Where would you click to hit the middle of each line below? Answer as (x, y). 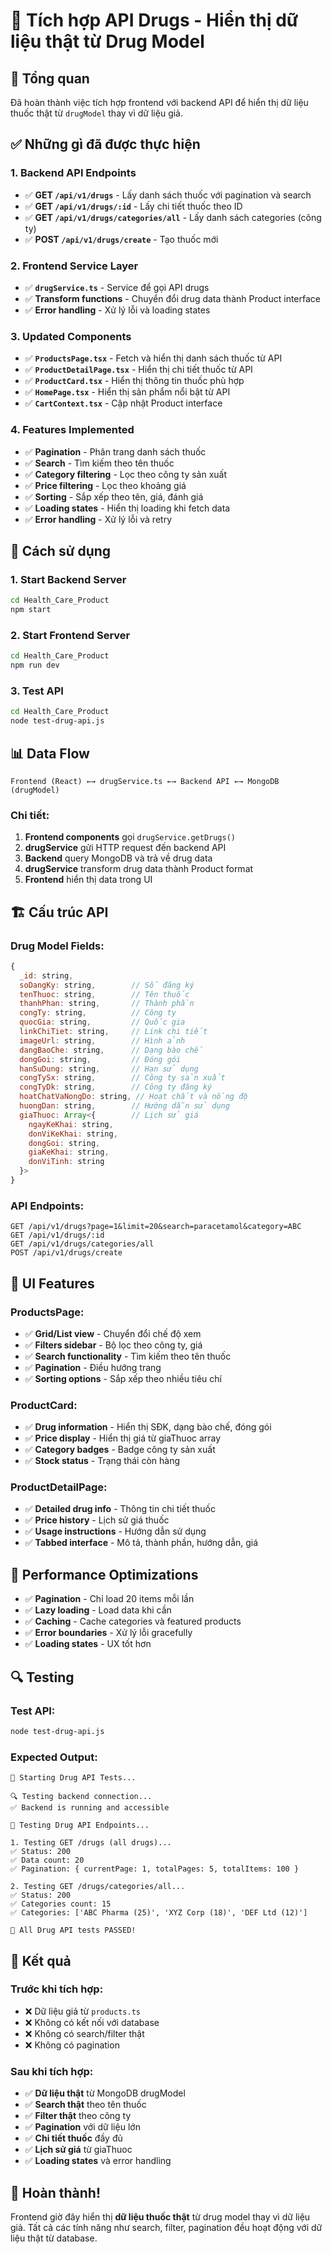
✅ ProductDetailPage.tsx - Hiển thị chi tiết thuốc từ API (138, 370)
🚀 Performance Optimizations (104, 1574)
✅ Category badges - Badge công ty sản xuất (120, 1450)
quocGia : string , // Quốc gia (102, 1022)
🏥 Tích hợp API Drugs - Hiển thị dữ (154, 20)
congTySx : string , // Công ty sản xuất (122, 1078)
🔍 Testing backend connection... (81, 1797)
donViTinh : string (66, 1162)
